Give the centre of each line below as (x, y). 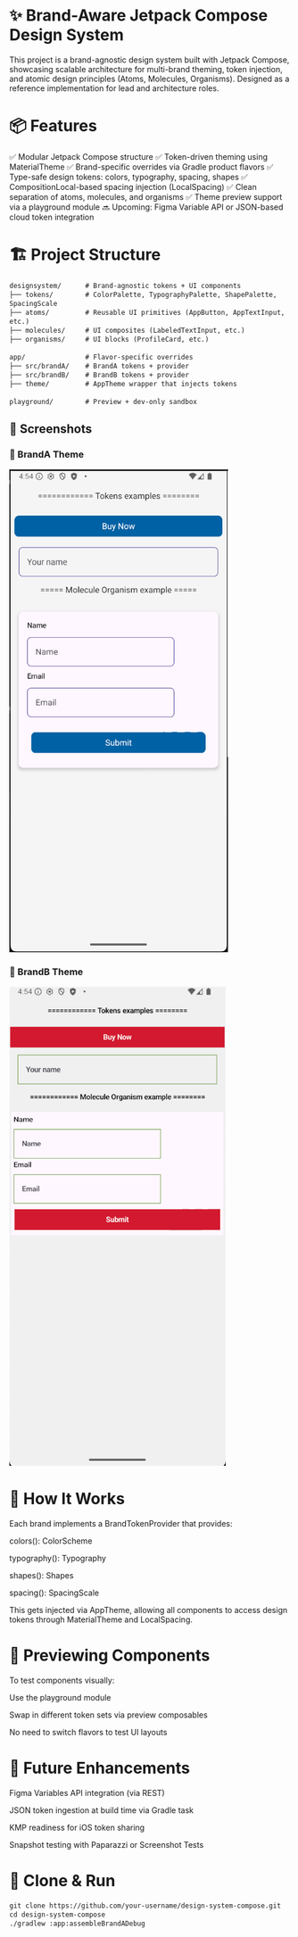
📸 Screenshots (51, 429)
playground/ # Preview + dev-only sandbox (103, 401)
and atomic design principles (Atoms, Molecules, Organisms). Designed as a (149, 79)
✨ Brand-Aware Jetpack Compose (139, 16)
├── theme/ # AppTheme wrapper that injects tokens (124, 384)
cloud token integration (52, 217)
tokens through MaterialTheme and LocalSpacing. (101, 1619)
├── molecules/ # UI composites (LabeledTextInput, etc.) (127, 330)
